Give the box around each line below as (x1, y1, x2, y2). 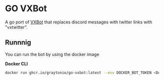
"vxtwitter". (5, 24, 28, 30)
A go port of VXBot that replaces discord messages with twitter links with (5, 19, 152, 25)
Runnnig (5, 39, 32, 47)
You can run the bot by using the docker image (5, 51, 100, 57)
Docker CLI (5, 60, 28, 66)
